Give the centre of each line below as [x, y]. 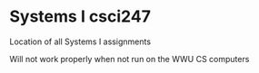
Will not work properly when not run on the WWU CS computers [129, 59]
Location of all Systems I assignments [80, 41]
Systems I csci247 [80, 17]
